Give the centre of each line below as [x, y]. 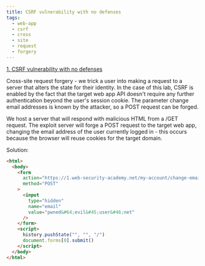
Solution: [17, 149]
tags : [13, 18]
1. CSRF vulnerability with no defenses [54, 69]
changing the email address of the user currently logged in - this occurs [97, 131]
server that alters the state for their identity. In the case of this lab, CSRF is [100, 87]
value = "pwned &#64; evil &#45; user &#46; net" [82, 212]
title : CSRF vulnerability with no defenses [64, 12]
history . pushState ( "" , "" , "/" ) [63, 235]
